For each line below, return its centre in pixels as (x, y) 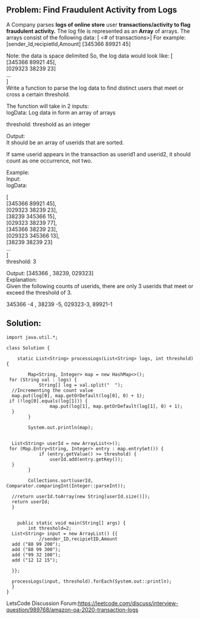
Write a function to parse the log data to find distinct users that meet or (95, 88)
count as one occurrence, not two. (49, 161)
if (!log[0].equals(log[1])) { (48, 401)
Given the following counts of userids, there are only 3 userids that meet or (100, 286)
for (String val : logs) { (43, 380)
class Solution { (28, 348)
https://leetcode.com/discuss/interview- (128, 603)
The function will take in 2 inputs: (48, 106)
